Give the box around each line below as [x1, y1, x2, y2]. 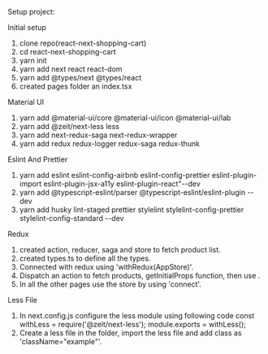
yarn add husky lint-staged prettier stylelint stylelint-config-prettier [19, 205, 244, 214]
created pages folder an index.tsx [19, 81, 132, 91]
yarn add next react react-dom [19, 64, 123, 74]
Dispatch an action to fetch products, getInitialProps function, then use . [19, 271, 261, 280]
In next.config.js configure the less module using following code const [19, 311, 255, 320]
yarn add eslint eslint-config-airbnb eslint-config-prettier [19, 171, 210, 179]
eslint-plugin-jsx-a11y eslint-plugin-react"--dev [43, 179, 201, 188]
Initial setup [7, 23, 46, 32]
